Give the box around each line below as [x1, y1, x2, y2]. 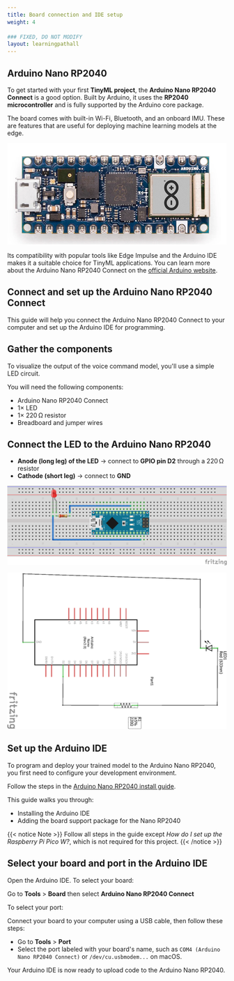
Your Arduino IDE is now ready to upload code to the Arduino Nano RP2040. [7, 966, 226, 974]
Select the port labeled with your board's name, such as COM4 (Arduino [17, 945, 221, 953]
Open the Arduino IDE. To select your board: [7, 876, 134, 884]
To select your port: [7, 903, 64, 911]
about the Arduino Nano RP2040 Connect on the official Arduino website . [7, 266, 218, 275]
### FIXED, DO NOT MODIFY [7, 33, 82, 40]
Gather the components [7, 343, 113, 355]
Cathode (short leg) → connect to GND [17, 472, 131, 480]
